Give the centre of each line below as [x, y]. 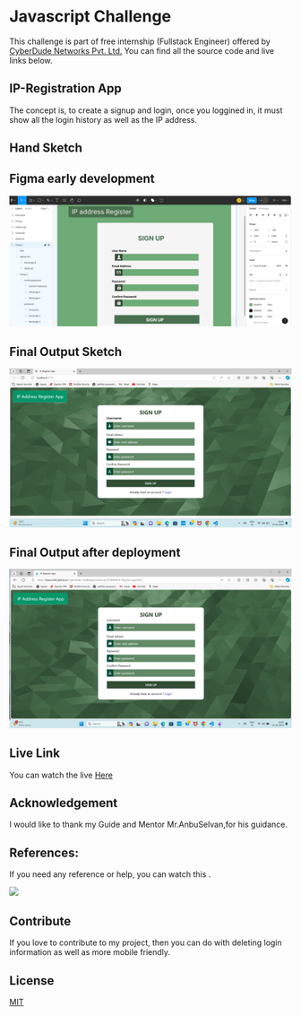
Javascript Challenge [90, 17]
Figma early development [82, 178]
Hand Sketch [46, 148]
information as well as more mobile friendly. [90, 952]
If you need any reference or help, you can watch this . [110, 874]
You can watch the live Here [61, 775]
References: [44, 852]
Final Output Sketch [66, 352]
